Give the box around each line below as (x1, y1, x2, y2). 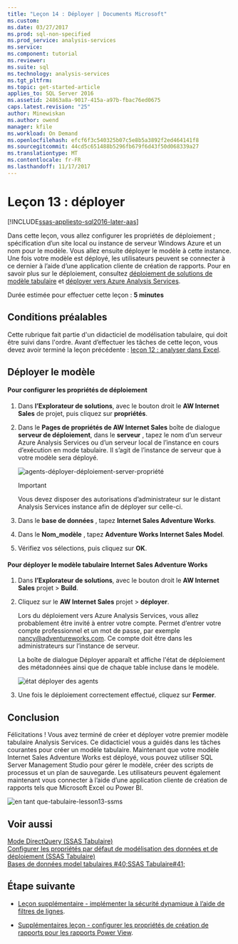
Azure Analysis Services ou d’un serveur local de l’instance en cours (17, 438, 219, 447)
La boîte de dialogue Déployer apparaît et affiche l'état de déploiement (17, 656, 226, 664)
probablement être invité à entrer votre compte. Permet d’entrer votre (17, 619, 222, 628)
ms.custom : (7, 17, 40, 24)
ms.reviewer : (7, 57, 46, 64)
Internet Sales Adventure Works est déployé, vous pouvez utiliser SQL (7, 753, 214, 762)
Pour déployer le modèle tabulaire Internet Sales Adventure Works (7, 560, 208, 569)
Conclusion (7, 711, 60, 724)
